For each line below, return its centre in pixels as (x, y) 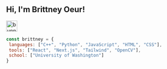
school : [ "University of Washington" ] (56, 56)
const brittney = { (30, 39)
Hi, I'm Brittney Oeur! (46, 10)
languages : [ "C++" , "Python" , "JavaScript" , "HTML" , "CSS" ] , (85, 44)
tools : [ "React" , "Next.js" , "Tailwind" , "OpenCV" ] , (75, 50)
